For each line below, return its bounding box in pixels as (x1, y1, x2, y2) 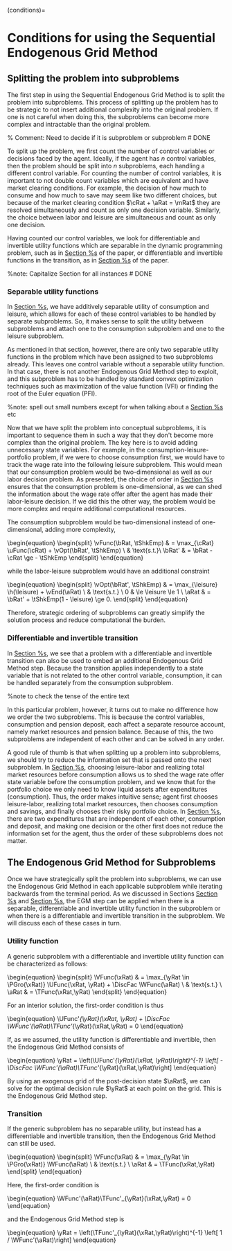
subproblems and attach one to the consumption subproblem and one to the (7, 325, 225, 333)
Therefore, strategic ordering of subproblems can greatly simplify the (7, 609, 206, 617)
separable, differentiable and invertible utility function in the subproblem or (7, 904, 221, 913)
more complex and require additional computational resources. (7, 505, 187, 513)
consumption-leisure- (146, 446, 209, 454)
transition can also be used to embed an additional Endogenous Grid (7, 656, 203, 664)
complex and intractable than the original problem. (7, 121, 151, 128)
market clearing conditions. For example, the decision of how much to (7, 184, 206, 192)
